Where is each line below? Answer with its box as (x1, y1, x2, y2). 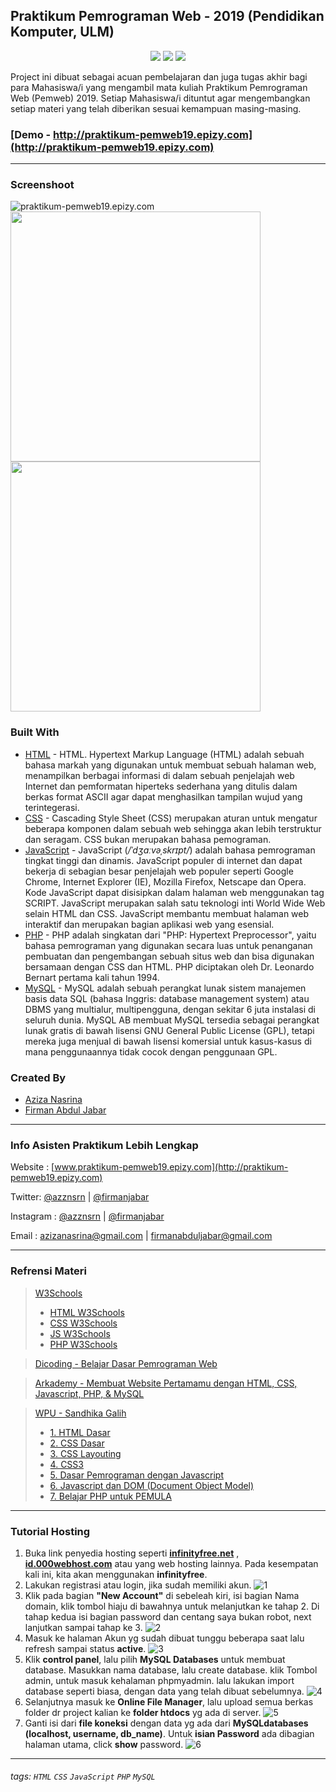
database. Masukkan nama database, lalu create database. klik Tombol (24, 1664, 318, 1676)
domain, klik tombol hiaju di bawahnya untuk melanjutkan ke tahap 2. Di (24, 1600, 320, 1612)
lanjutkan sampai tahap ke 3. (24, 1621, 143, 1633)
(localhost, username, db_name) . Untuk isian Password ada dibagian (24, 1727, 315, 1739)
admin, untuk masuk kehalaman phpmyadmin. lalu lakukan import (24, 1674, 295, 1686)
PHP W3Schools (49, 1338, 118, 1350)
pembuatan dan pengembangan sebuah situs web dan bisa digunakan (24, 950, 315, 962)
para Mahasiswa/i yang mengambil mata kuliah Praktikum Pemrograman (10, 81, 308, 93)
